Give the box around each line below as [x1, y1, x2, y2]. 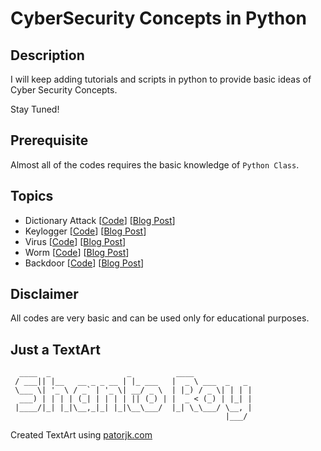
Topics [10, 188, 54, 205]
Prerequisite [10, 132, 89, 149]
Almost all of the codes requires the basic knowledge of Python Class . [10, 158, 300, 171]
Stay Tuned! [10, 103, 60, 115]
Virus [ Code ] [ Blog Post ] [24, 235, 127, 247]
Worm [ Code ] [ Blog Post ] [24, 246, 130, 258]
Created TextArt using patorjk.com [10, 429, 153, 441]
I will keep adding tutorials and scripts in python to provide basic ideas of [10, 73, 312, 85]
